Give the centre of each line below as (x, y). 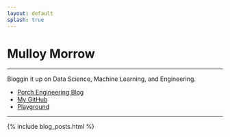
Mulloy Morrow (51, 54)
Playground (33, 107)
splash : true (26, 20)
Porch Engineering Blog (50, 92)
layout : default (30, 13)
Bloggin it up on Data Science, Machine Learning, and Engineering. (102, 79)
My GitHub (32, 99)
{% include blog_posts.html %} (51, 127)
